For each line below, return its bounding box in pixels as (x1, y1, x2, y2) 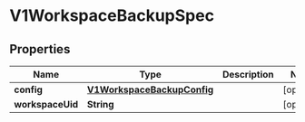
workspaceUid (14, 99, 79, 110)
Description (221, 69, 274, 80)
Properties (9, 42, 71, 57)
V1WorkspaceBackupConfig (86, 83, 214, 96)
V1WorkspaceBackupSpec (9, 5, 215, 26)
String (86, 99, 115, 110)
